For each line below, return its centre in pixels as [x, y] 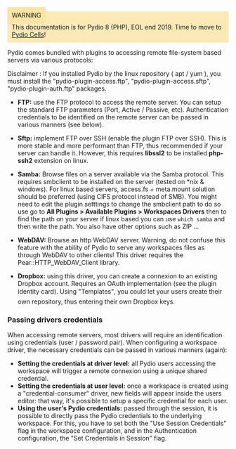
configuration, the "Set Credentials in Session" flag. [92, 438]
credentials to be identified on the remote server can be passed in [113, 117]
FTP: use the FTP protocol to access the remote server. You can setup [119, 102]
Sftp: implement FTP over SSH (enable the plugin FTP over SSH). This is [122, 138]
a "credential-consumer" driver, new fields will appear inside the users [119, 393]
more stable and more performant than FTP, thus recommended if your [120, 145]
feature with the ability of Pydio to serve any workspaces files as [111, 247]
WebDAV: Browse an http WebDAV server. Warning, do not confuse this [122, 240]
